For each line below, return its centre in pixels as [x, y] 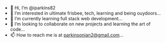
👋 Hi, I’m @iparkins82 [33, 8]
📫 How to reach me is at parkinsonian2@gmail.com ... [67, 35]
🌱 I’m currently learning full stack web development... [66, 18]
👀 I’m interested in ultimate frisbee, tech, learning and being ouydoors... [85, 13]
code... [18, 29]
